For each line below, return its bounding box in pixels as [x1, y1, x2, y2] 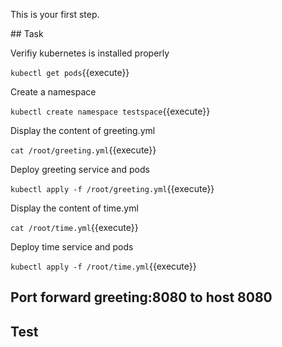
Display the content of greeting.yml [10, 125, 156, 136]
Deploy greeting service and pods [10, 164, 150, 175]
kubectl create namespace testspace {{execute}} [10, 105, 211, 117]
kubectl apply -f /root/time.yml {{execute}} [10, 260, 197, 272]
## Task [10, 28, 44, 39]
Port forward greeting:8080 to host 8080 [10, 289, 273, 306]
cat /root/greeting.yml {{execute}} [10, 144, 157, 156]
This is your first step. [10, 9, 100, 20]
